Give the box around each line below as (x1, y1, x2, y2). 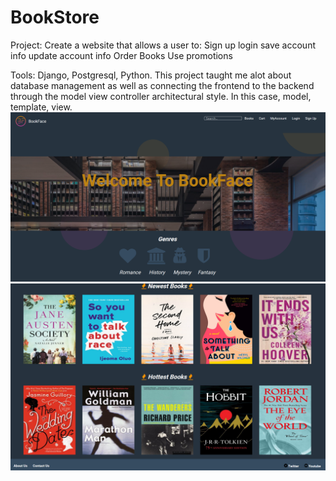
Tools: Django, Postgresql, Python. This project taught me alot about (10, 69, 292, 81)
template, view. (10, 101, 73, 113)
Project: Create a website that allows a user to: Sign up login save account (10, 39, 317, 51)
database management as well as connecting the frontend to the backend (10, 79, 315, 91)
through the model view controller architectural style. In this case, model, (10, 90, 312, 102)
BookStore (10, 6, 100, 29)
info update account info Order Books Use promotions (10, 49, 233, 61)
